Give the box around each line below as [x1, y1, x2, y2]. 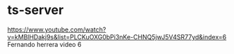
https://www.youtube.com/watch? [7, 25, 106, 34]
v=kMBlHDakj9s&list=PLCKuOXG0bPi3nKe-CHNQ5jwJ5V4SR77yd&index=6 [7, 32, 227, 41]
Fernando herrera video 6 [7, 40, 82, 48]
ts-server [7, 2, 64, 18]
